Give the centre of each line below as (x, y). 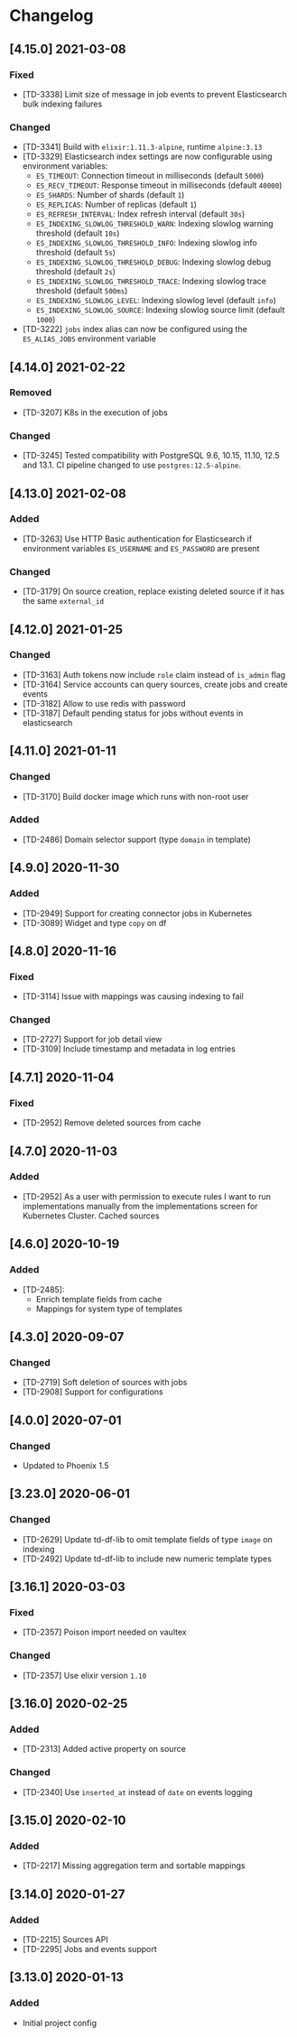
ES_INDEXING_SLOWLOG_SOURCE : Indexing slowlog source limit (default (160, 310)
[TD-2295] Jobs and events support (90, 1949)
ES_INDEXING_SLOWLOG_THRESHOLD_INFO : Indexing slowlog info (146, 243)
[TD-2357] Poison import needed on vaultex (104, 1632)
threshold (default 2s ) (75, 272)
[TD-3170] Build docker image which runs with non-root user (135, 796)
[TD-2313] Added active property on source (104, 1749)
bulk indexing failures (62, 104)
